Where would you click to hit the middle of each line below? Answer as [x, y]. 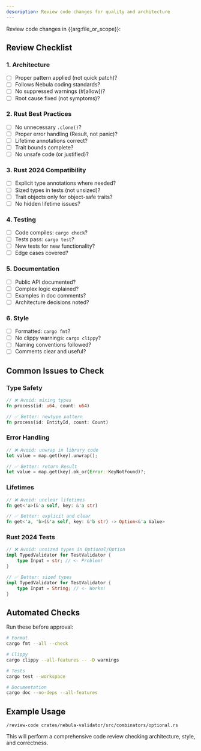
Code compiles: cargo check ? [51, 233]
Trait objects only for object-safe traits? [64, 197]
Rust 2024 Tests [31, 537]
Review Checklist [39, 48]
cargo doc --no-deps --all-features [52, 693]
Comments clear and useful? [50, 352]
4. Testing [21, 220]
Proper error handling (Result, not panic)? [66, 134]
